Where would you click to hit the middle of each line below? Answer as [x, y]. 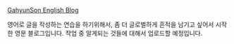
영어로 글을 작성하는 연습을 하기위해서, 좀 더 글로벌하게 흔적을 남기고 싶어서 [111, 24]
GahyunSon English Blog [43, 10]
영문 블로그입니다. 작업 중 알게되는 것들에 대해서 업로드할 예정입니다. [109, 33]
